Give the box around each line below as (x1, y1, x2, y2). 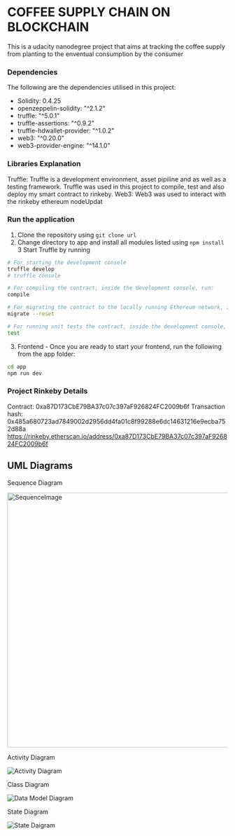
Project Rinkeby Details (7, 386, 88, 396)
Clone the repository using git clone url (17, 231, 137, 239)
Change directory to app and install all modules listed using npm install (17, 238, 225, 246)
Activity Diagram (7, 753, 55, 761)
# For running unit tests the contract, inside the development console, (7, 323, 227, 330)
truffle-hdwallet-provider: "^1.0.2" (17, 127, 115, 135)
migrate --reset (7, 310, 55, 317)
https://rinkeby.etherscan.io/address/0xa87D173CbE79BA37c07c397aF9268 (7, 432, 227, 440)
